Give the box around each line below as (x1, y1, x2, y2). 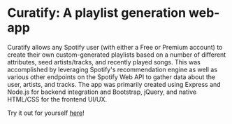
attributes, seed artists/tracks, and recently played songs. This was (7, 57, 201, 66)
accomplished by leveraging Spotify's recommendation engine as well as (7, 65, 218, 74)
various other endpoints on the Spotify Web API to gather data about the (7, 72, 215, 81)
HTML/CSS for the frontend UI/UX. (7, 95, 108, 103)
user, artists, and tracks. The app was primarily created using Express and (7, 80, 222, 88)
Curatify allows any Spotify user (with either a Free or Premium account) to (7, 43, 223, 51)
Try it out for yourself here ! (7, 109, 85, 117)
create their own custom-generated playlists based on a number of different (7, 50, 226, 59)
